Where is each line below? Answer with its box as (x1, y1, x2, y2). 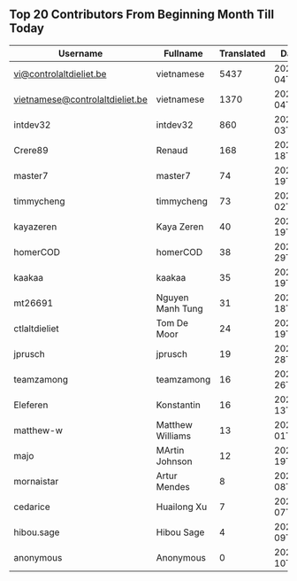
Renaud (156, 143, 188, 156)
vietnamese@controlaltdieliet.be (13, 93, 148, 105)
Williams (156, 430, 192, 442)
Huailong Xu (156, 500, 208, 513)
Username (57, 47, 103, 59)
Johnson (156, 455, 193, 468)
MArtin (156, 444, 185, 456)
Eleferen (13, 399, 49, 411)
